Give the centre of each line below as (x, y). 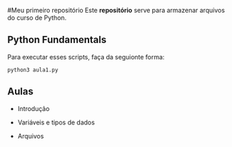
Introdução (34, 108)
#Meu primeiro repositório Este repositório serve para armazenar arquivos (116, 10)
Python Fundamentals (57, 40)
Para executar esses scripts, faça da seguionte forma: (86, 57)
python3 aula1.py (33, 70)
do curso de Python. (37, 18)
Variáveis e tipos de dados (56, 122)
